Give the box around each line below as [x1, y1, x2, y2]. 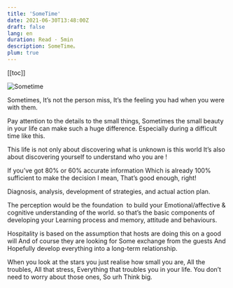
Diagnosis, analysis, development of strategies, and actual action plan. [7, 187, 211, 196]
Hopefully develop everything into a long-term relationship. [7, 244, 178, 252]
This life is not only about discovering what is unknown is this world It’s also [7, 145, 225, 153]
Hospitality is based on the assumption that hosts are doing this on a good [7, 229, 222, 238]
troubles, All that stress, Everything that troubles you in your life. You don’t [7, 265, 222, 273]
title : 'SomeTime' [7, 10, 61, 18]
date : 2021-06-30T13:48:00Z [7, 17, 90, 24]
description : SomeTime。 [7, 43, 79, 50]
